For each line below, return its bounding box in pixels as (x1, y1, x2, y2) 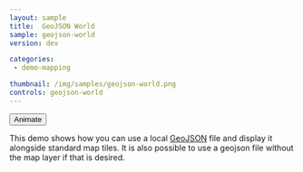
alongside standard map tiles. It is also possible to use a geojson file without (9, 142, 294, 153)
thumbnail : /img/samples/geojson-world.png (9, 80, 177, 89)
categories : (9, 55, 54, 64)
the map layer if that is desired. (9, 151, 125, 163)
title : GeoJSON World (9, 22, 95, 31)
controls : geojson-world (9, 88, 103, 97)
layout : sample (9, 13, 67, 23)
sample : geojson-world (9, 30, 95, 39)
